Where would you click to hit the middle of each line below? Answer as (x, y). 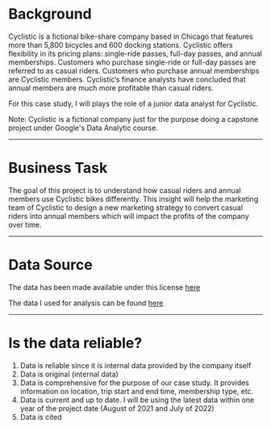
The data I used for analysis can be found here (86, 303)
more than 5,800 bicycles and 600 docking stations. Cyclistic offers (121, 44)
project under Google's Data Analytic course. (83, 128)
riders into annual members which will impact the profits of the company (129, 216)
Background (50, 14)
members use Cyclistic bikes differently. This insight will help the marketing (133, 199)
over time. (25, 224)
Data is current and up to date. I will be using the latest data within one (137, 400)
